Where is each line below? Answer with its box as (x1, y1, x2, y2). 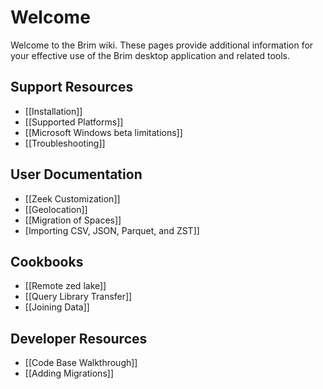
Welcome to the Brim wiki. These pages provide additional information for (10, 39, 314, 51)
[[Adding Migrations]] (24, 367, 114, 380)
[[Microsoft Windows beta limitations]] (24, 126, 183, 138)
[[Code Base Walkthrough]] (24, 357, 138, 369)
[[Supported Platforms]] (24, 116, 124, 128)
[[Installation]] (24, 105, 83, 117)
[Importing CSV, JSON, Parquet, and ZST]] (24, 224, 200, 236)
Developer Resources (10, 330, 148, 347)
